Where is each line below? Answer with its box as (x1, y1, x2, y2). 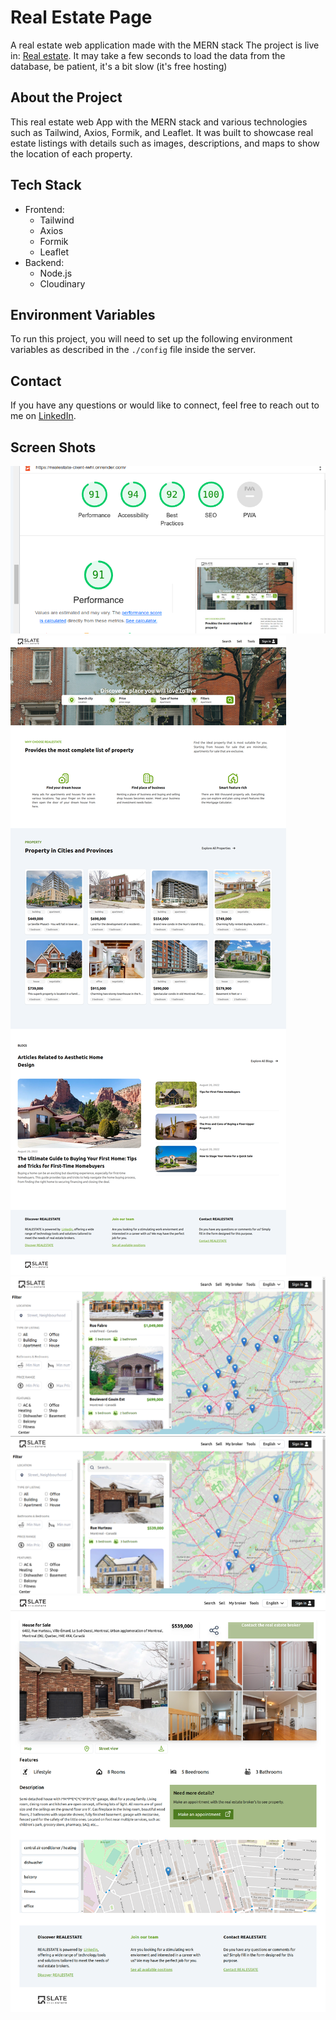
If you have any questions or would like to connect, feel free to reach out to (10, 399, 320, 411)
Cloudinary (39, 277, 86, 290)
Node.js (39, 267, 73, 279)
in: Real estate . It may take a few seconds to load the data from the (10, 49, 286, 61)
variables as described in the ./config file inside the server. (10, 344, 257, 356)
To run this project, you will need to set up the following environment (10, 333, 293, 345)
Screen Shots (10, 439, 97, 456)
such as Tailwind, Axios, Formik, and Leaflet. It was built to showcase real (10, 126, 314, 138)
